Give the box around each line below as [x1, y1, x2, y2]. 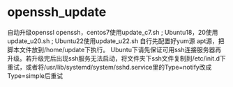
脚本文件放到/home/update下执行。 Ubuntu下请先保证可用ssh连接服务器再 [7, 45, 222, 54]
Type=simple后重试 [7, 71, 63, 80]
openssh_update [7, 4, 107, 20]
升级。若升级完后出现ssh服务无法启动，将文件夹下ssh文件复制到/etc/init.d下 [7, 54, 227, 63]
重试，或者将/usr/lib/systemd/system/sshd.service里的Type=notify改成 [7, 63, 212, 71]
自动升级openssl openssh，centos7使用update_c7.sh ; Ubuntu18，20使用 [7, 28, 218, 36]
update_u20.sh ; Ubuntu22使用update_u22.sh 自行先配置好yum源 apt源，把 [7, 36, 225, 45]
